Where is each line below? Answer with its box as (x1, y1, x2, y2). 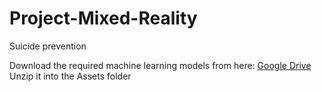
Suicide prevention (9, 40, 87, 52)
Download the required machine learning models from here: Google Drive (9, 59, 312, 71)
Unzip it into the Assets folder (9, 70, 132, 82)
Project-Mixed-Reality (9, 7, 198, 30)
